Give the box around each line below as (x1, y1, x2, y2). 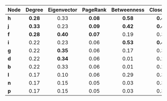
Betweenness (111, 6, 145, 13)
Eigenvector (48, 6, 78, 13)
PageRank (82, 6, 107, 13)
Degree (25, 6, 44, 13)
